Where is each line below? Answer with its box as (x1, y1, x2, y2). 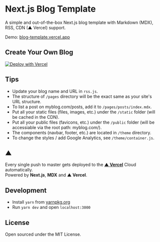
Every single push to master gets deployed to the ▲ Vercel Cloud (5, 162, 136, 168)
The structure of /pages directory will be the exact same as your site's (12, 93, 152, 99)
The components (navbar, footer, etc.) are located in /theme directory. (12, 130, 152, 135)
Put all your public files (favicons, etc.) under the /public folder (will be (12, 119, 155, 125)
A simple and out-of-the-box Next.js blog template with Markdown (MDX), (5, 19, 154, 25)
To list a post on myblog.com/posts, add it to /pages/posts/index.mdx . (12, 104, 152, 110)
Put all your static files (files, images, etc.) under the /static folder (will (12, 109, 156, 115)
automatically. (5, 167, 33, 173)
